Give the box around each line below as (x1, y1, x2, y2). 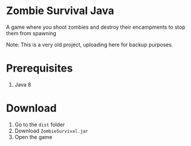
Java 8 (14, 81, 31, 88)
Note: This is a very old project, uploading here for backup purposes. (6, 41, 173, 48)
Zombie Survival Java (6, 4, 115, 18)
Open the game (14, 133, 53, 140)
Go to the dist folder (14, 121, 65, 128)
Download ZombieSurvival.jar (14, 127, 88, 134)
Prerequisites (6, 62, 73, 75)
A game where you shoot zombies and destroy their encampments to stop (6, 23, 186, 30)
